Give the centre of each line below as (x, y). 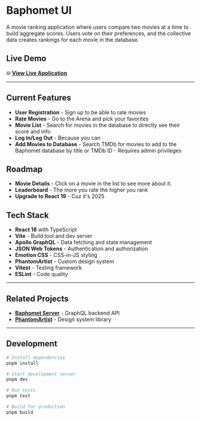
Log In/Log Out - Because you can (57, 138)
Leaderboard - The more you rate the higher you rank (81, 190)
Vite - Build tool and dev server (54, 236)
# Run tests (21, 390)
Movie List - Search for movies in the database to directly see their (98, 125)
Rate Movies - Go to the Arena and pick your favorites (82, 119)
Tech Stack (28, 215)
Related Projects (37, 299)
